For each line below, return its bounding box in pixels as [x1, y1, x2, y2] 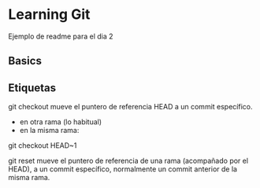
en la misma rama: [19, 126, 80, 135]
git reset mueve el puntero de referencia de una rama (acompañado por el [8, 156, 249, 166]
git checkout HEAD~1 [8, 141, 77, 150]
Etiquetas [8, 81, 57, 94]
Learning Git [8, 6, 91, 24]
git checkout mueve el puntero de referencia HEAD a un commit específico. [8, 102, 253, 112]
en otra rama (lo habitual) [19, 117, 102, 127]
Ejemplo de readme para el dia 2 [8, 31, 113, 41]
